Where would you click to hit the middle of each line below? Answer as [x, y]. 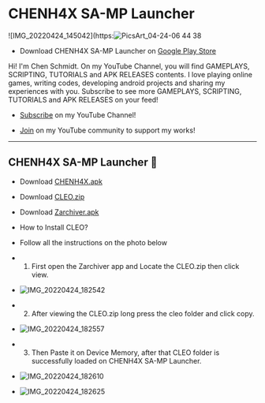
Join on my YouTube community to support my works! [107, 130]
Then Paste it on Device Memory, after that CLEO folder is [125, 353]
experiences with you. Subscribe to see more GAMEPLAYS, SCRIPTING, [125, 91]
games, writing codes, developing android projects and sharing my [117, 83]
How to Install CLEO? [54, 227]
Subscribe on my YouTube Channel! [78, 114]
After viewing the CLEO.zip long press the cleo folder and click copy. [143, 313]
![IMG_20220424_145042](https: [61, 35]
